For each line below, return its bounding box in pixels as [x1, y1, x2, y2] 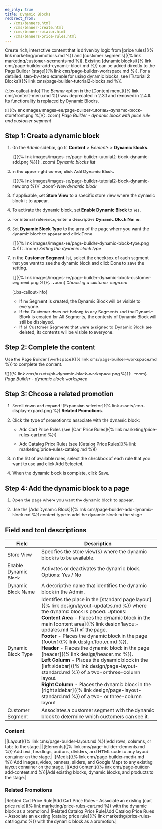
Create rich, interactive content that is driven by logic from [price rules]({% [5, 47, 154, 53]
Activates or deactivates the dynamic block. [41, 565, 141, 572]
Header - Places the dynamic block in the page [41, 644, 149, 651]
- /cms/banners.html [9, 20, 51, 26]
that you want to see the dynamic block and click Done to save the [12, 260, 145, 266]
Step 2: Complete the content [5, 344, 95, 352]
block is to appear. [12, 197, 49, 203]
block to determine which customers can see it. [41, 713, 149, 720]
